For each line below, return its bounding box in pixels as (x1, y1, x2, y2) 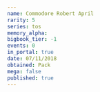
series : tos (7, 23, 41, 30)
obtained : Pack (7, 62, 51, 68)
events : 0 (7, 42, 36, 49)
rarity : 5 (7, 17, 36, 24)
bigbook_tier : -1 (7, 36, 57, 43)
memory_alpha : (7, 29, 48, 37)
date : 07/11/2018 (7, 55, 57, 62)
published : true (7, 74, 54, 82)
